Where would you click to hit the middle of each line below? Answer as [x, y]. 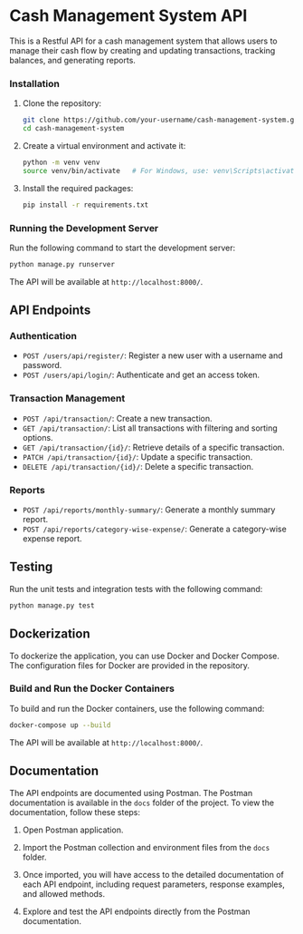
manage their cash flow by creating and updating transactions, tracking [142, 50]
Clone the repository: [62, 103]
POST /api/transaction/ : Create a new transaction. [117, 418]
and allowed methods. [64, 893]
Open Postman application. [73, 830]
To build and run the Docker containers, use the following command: [137, 708]
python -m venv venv [61, 162]
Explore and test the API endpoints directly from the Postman [136, 911]
